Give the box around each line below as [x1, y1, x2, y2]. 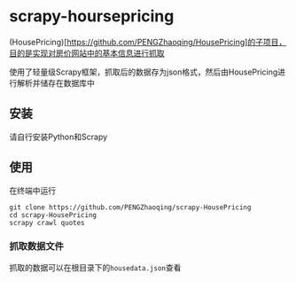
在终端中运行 [9, 184, 56, 196]
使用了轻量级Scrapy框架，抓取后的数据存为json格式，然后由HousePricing [9, 67, 278, 77]
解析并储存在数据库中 [16, 77, 95, 88]
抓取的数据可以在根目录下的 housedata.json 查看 [9, 262, 182, 272]
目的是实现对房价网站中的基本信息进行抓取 [9, 47, 165, 59]
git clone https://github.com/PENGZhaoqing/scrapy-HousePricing [9, 202, 252, 212]
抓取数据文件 [9, 240, 65, 253]
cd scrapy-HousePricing [9, 210, 97, 219]
